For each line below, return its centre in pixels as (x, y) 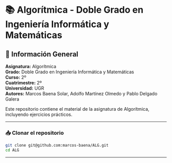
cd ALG (12, 150)
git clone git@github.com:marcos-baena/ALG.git (57, 146)
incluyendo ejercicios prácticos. (39, 114)
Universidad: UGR (25, 88)
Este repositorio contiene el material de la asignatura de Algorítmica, (77, 109)
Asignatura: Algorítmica (31, 66)
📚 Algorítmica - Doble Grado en (74, 10)
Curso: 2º (16, 77)
